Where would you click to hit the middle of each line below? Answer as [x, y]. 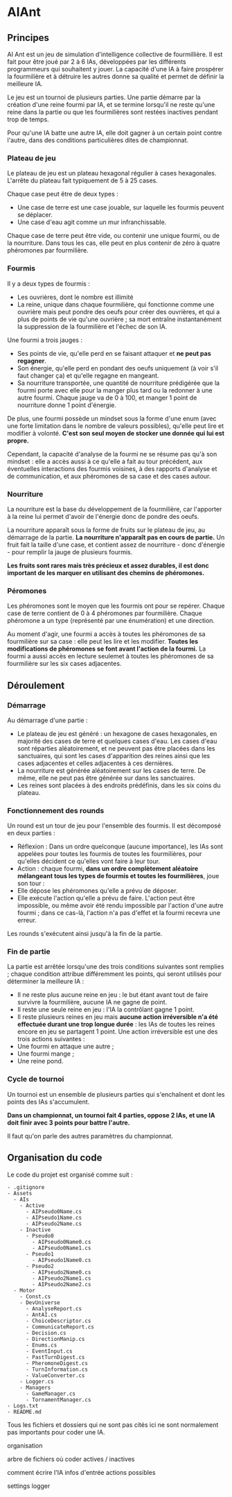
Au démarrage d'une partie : [47, 720]
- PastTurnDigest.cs [55, 1357]
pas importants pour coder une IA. [56, 1432]
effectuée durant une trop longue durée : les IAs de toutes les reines [116, 1025]
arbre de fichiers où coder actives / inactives [71, 1459]
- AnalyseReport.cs [53, 1308]
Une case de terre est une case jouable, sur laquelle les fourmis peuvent [121, 207]
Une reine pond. [40, 1061]
